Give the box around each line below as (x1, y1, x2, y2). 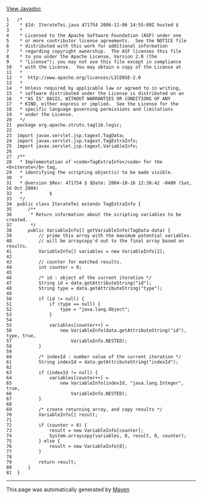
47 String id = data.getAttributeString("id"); (6, 280, 152, 286)
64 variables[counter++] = (6, 375, 109, 381)
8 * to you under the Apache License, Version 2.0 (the (6, 54, 158, 60)
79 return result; (6, 459, 77, 465)
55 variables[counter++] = (6, 322, 109, 328)
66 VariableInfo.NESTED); (6, 391, 128, 397)
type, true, (6, 333, 36, 339)
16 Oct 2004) (6, 185, 39, 191)
